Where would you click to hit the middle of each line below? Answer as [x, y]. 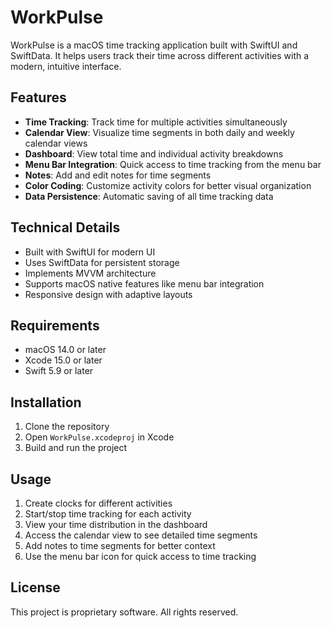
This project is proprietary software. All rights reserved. [124, 612]
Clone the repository [67, 427]
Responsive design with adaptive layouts [108, 294]
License [35, 587]
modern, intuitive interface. [66, 66]
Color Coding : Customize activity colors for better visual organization [168, 185]
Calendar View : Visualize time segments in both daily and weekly [159, 132]
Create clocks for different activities [98, 503]
